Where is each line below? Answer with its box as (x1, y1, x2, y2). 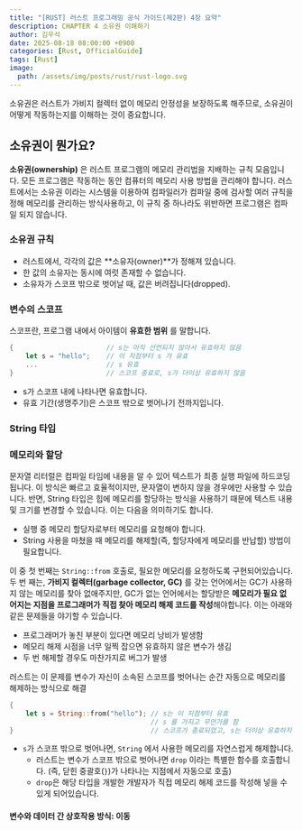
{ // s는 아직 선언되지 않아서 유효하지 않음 (9, 344, 242, 353)
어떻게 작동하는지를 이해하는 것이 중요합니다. (9, 109, 167, 120)
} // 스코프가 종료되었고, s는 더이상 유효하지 (9, 725, 292, 735)
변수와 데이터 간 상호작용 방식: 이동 (9, 810, 131, 821)
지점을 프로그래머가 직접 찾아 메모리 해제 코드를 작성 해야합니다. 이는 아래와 (32, 599, 293, 610)
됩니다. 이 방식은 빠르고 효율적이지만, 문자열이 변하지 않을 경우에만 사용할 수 (9, 482, 277, 493)
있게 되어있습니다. (35, 788, 99, 799)
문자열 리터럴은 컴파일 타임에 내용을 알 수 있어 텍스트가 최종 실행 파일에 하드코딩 (9, 470, 291, 481)
